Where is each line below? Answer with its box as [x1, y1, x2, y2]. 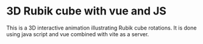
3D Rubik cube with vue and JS [6, 4, 166, 18]
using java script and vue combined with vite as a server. [6, 30, 149, 37]
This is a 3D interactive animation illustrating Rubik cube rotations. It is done [6, 24, 197, 31]
